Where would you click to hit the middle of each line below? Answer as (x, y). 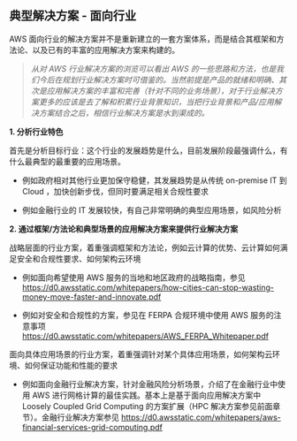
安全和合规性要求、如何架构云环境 (79, 258)
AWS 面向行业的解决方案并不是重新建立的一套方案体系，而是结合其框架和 (143, 39)
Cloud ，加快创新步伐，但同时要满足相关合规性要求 (115, 191)
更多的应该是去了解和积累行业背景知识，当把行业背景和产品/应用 (156, 102)
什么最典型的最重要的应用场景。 (67, 161)
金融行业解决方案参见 (80, 417)
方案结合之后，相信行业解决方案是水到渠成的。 (124, 112)
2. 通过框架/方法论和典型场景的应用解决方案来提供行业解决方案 (124, 229)
